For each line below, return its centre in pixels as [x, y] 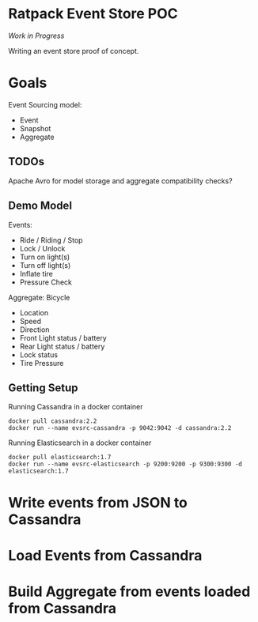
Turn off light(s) [45, 265]
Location [34, 312]
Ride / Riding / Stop [51, 240]
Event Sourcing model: [45, 104]
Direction [34, 330]
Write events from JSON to [98, 502]
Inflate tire [36, 273]
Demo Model [40, 206]
